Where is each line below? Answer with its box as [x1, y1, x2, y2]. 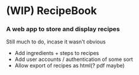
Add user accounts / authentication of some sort [14, 56, 133, 63]
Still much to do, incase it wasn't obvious [6, 38, 106, 45]
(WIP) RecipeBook [6, 4, 98, 18]
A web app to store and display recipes [6, 25, 120, 33]
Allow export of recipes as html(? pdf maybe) [14, 62, 125, 69]
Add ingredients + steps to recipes [14, 50, 99, 57]
